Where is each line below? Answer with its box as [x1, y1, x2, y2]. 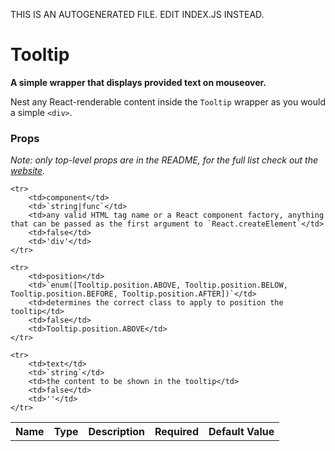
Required [154, 425, 199, 439]
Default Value [208, 425, 275, 439]
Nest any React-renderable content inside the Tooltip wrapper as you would [10, 95, 326, 108]
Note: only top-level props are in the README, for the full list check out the [10, 154, 319, 166]
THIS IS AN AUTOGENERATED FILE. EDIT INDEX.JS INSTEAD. [10, 9, 265, 20]
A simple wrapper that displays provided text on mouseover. [10, 76, 267, 88]
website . [10, 165, 46, 177]
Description [88, 425, 145, 439]
